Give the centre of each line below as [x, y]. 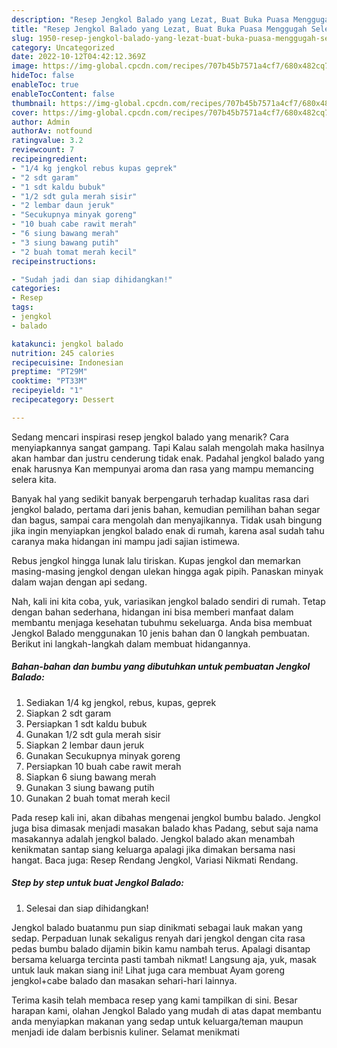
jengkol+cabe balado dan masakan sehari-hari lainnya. [124, 980]
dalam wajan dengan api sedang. [79, 582]
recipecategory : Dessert [63, 400]
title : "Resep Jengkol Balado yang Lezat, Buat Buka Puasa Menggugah [159, 29]
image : [25, 66]
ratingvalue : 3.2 [47, 141]
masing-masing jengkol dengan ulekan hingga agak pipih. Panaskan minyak [167, 571]
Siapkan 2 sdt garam [68, 713]
